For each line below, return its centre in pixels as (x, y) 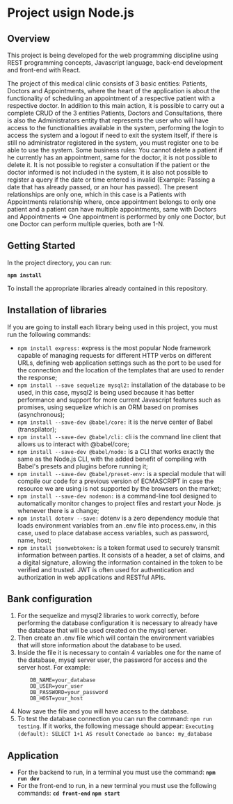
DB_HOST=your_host (57, 699)
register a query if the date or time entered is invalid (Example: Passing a (111, 180)
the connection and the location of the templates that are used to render (121, 370)
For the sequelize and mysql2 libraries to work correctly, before (108, 616)
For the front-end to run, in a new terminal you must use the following (117, 786)
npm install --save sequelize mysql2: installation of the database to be (121, 385)
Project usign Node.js (71, 13)
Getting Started (41, 246)
